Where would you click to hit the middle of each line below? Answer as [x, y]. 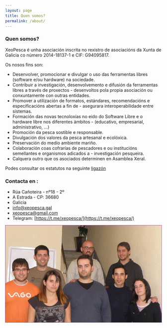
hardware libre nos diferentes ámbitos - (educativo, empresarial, [78, 122]
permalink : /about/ [25, 21]
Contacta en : [22, 181]
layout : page [19, 10]
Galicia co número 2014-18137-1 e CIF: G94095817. [57, 55]
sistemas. [22, 111]
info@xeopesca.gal [32, 207]
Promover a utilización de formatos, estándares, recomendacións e [81, 100]
